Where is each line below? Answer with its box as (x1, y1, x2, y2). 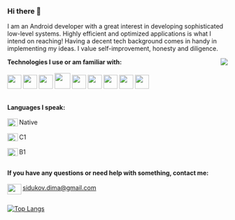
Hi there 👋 (7, 6, 42, 16)
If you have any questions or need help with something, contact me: (7, 169, 209, 177)
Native (19, 118, 38, 126)
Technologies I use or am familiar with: (7, 58, 122, 66)
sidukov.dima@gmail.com (22, 184, 97, 192)
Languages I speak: (7, 103, 66, 112)
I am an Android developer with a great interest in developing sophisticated (7, 22, 224, 31)
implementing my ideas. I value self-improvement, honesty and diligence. (7, 45, 219, 53)
